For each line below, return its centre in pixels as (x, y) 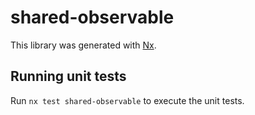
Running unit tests (68, 76)
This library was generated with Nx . (83, 45)
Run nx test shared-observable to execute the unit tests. (127, 100)
